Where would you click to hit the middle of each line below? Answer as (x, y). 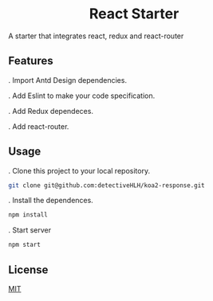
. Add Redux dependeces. (51, 111)
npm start (25, 245)
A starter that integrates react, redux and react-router (96, 36)
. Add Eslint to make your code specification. (82, 96)
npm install (28, 215)
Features (31, 61)
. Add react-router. (39, 126)
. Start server (30, 230)
